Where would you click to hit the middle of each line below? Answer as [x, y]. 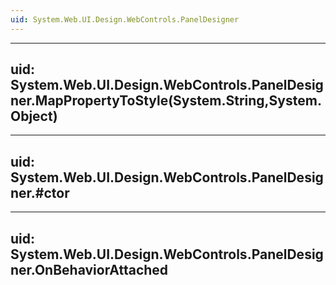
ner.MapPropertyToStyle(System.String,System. [166, 101]
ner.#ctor [40, 192]
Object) [34, 116]
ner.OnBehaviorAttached [89, 269]
